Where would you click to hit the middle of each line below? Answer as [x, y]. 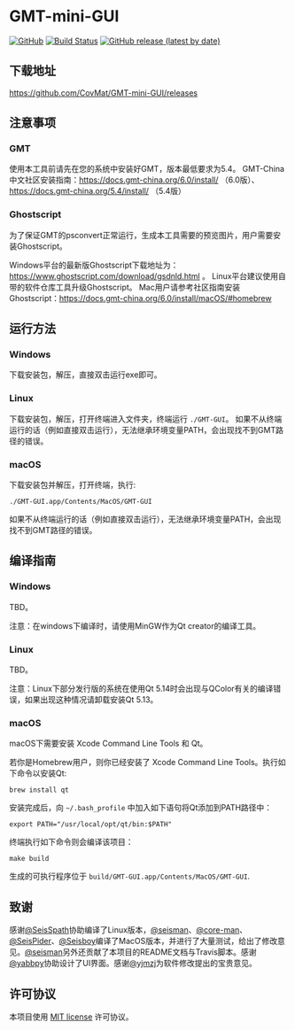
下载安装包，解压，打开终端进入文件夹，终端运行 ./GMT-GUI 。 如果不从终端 [146, 419]
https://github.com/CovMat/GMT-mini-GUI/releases [104, 93]
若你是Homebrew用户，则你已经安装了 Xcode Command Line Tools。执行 [144, 763]
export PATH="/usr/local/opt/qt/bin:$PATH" [91, 825]
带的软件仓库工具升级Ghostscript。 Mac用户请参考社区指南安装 [125, 287]
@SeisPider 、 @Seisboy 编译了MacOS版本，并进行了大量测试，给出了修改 [144, 941]
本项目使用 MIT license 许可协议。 [72, 1017]
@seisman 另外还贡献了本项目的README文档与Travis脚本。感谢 [141, 952]
